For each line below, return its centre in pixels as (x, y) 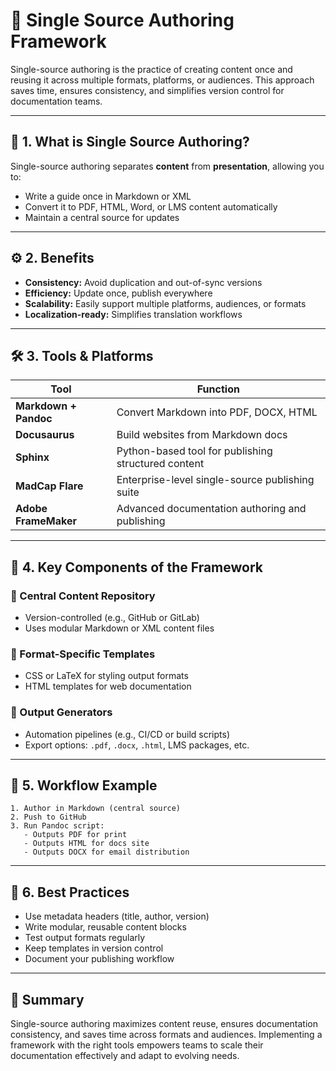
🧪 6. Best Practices (70, 892)
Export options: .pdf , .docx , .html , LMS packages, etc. (137, 745)
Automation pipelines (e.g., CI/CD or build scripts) (127, 734)
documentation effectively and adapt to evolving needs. (125, 1056)
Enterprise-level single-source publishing (215, 480)
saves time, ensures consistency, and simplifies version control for (147, 90)
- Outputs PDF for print (75, 835)
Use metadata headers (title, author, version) (117, 916)
